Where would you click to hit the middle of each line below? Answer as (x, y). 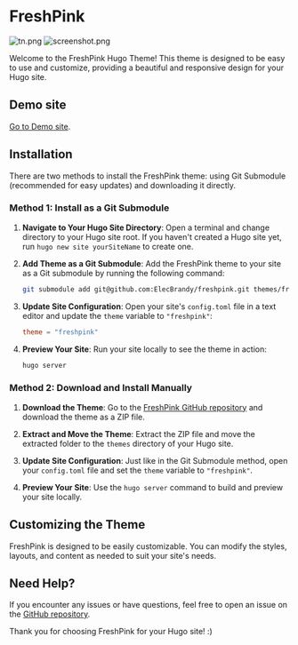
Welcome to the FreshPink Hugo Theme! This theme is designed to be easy (147, 58)
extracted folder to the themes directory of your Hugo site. (128, 443)
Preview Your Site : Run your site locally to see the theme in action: (144, 349)
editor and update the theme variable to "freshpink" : (117, 315)
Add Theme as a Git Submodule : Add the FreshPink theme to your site (152, 263)
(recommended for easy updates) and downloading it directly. (122, 185)
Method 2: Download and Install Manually (101, 388)
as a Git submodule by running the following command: (123, 273)
